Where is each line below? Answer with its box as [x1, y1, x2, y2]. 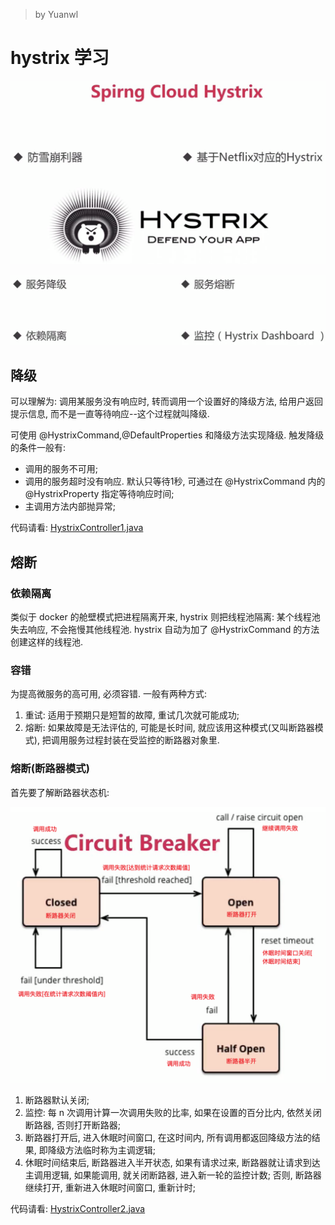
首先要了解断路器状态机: [10, 786, 110, 798]
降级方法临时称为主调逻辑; [47, 1144, 156, 1156]
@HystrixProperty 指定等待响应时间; [24, 488, 175, 500]
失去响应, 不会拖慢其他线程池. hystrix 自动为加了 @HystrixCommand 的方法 [10, 624, 320, 635]
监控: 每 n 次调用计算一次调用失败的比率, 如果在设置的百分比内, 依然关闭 [24, 1106, 322, 1118]
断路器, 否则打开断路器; [24, 1119, 121, 1131]
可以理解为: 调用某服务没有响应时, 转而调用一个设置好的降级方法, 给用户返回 [10, 395, 323, 408]
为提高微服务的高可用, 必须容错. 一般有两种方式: [10, 688, 207, 700]
